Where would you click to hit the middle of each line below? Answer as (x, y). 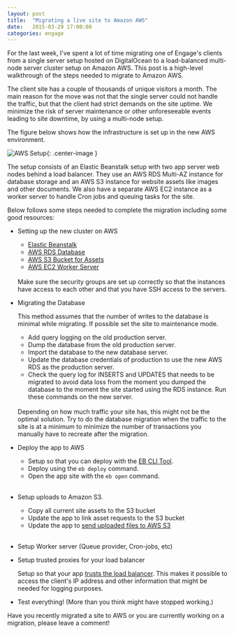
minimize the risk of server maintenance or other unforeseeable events (109, 111)
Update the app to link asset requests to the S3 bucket (106, 518)
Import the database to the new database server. (98, 352)
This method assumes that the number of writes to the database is (113, 316)
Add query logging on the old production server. (97, 337)
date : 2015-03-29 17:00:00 (50, 27)
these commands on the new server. (80, 397)
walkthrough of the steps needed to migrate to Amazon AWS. (95, 76)
